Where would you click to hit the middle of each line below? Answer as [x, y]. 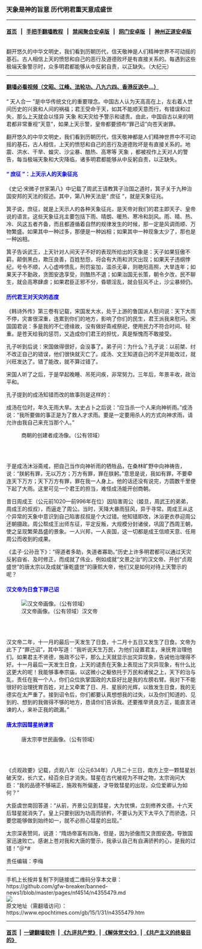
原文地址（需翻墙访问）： [37, 906]
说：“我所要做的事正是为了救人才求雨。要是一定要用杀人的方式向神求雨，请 [100, 415]
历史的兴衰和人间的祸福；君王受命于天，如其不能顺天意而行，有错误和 [98, 109]
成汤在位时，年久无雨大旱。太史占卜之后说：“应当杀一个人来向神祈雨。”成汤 [99, 408]
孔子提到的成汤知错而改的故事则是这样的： [59, 395]
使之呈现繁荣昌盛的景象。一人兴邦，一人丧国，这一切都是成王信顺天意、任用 [101, 532]
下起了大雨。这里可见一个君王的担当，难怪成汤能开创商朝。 [80, 489]
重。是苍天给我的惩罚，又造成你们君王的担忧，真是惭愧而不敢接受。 [90, 334]
